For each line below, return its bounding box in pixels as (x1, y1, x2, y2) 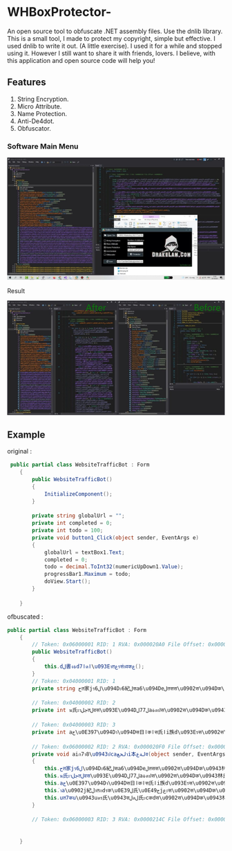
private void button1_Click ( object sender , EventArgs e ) (32, 534, 199, 541)
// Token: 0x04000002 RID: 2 (32, 700, 116, 707)
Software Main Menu (7, 141, 79, 151)
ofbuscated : (7, 612, 43, 621)
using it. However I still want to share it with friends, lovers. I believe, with (7, 49, 216, 57)
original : (7, 447, 32, 456)
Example (7, 429, 46, 440)
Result (7, 287, 26, 295)
